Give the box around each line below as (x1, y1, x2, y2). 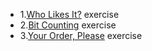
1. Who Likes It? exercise (19, 9, 120, 20)
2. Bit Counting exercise (19, 19, 117, 31)
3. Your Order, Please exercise (19, 30, 143, 41)
